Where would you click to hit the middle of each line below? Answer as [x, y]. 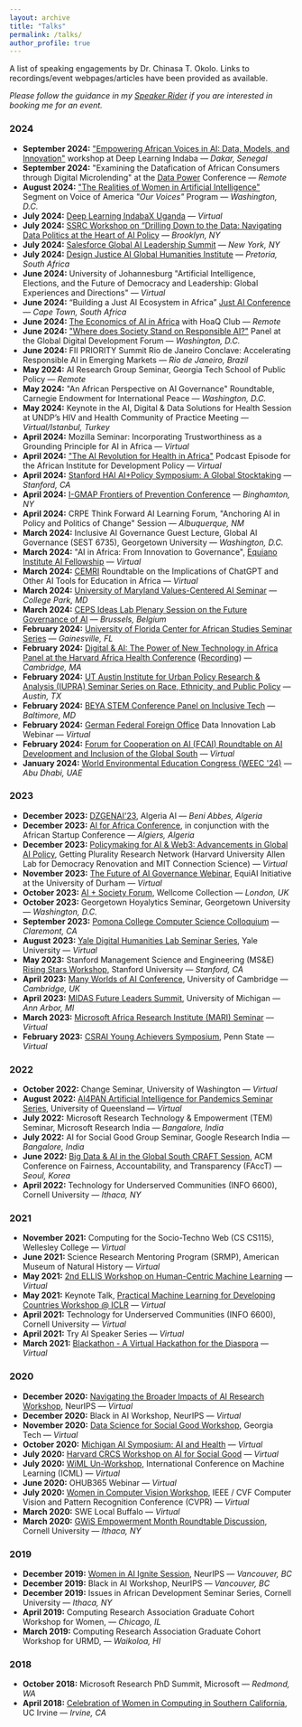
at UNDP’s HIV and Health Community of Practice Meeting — [136, 418]
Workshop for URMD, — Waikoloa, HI [92, 1641]
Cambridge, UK [51, 988]
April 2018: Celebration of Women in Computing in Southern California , [155, 1704]
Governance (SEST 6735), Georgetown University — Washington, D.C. [153, 542]
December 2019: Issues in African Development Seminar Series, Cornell [156, 1593]
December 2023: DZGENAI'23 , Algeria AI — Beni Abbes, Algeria [142, 815]
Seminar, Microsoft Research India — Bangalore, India [123, 1128]
